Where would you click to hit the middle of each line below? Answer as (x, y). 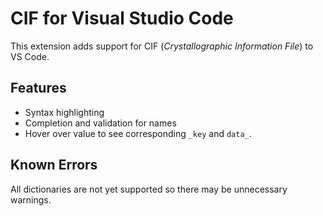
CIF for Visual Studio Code (122, 18)
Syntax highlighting (64, 112)
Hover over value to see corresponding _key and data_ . (138, 133)
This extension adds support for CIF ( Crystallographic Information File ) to (162, 46)
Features (38, 88)
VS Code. (30, 56)
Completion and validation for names (100, 123)
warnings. (31, 199)
